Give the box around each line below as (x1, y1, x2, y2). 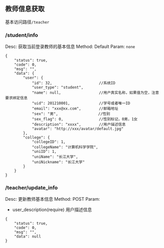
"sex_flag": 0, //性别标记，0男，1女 (31, 117, 138, 122)
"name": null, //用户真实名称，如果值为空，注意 (31, 90, 160, 96)
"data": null (14, 234, 41, 239)
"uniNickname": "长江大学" (31, 160, 85, 165)
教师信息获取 (5, 4, 45, 13)
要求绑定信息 (5, 96, 28, 101)
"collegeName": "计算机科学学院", (31, 145, 98, 150)
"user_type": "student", (31, 85, 84, 90)
